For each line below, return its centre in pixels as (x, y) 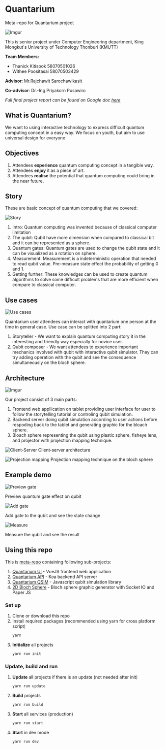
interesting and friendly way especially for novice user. (68, 342)
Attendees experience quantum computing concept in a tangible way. (83, 165)
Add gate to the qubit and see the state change (53, 515)
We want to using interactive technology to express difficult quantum (75, 127)
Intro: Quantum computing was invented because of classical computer (84, 227)
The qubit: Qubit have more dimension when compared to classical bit (83, 238)
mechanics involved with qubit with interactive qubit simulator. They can (85, 352)
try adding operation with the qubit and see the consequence (74, 358)
